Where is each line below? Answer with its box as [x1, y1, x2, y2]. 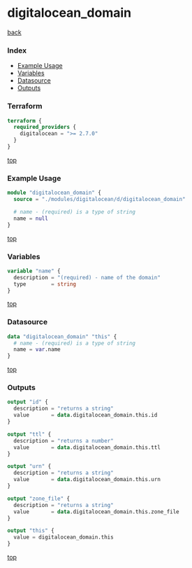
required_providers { [13, 124, 77, 131]
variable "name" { [7, 268, 61, 275]
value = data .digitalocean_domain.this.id [13, 412, 158, 419]
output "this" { [7, 527, 54, 534]
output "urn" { [7, 463, 52, 470]
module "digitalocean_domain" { [7, 189, 101, 197]
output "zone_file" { [7, 495, 71, 502]
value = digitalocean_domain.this [13, 534, 114, 541]
